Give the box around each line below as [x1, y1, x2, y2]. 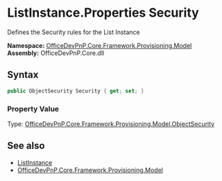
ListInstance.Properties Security [7, 5, 199, 21]
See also [7, 140, 45, 152]
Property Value [7, 104, 60, 113]
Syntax [7, 69, 39, 81]
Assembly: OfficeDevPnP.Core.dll [7, 49, 105, 57]
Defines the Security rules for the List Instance [7, 28, 140, 36]
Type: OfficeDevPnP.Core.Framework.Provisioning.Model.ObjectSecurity [7, 120, 215, 128]
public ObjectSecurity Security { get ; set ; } [7, 87, 144, 95]
